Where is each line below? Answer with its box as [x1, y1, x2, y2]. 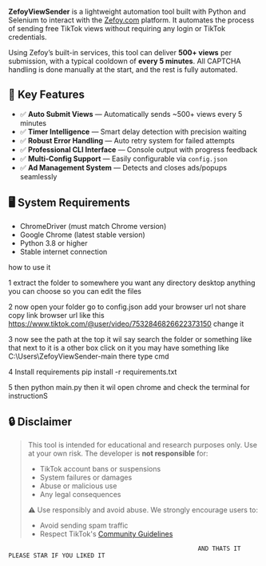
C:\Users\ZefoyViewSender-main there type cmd [8, 351, 169, 361]
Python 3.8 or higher [19, 238, 88, 247]
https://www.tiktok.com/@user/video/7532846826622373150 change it [8, 319, 244, 328]
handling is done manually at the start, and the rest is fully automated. [8, 65, 238, 74]
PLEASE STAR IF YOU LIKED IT [8, 552, 105, 560]
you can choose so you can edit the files [8, 286, 142, 295]
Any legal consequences [39, 490, 121, 500]
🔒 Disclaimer [8, 415, 72, 429]
